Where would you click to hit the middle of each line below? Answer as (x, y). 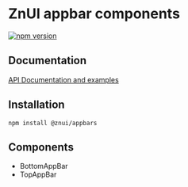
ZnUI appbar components (94, 14)
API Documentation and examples (63, 79)
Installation (36, 105)
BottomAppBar (44, 166)
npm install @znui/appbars (53, 123)
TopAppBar (38, 174)
